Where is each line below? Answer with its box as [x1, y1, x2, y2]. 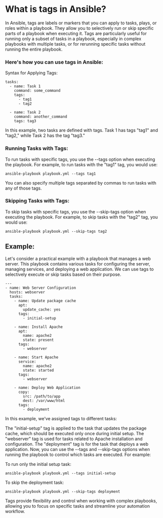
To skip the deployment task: [5, 479, 64, 485]
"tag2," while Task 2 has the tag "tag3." [5, 132, 85, 138]
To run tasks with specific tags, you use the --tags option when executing [5, 156, 156, 162]
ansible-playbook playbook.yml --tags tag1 [5, 171, 96, 176]
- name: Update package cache [14, 298, 77, 303]
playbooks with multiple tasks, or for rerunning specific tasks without [5, 41, 146, 47]
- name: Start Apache [14, 355, 58, 360]
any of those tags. [5, 185, 42, 191]
